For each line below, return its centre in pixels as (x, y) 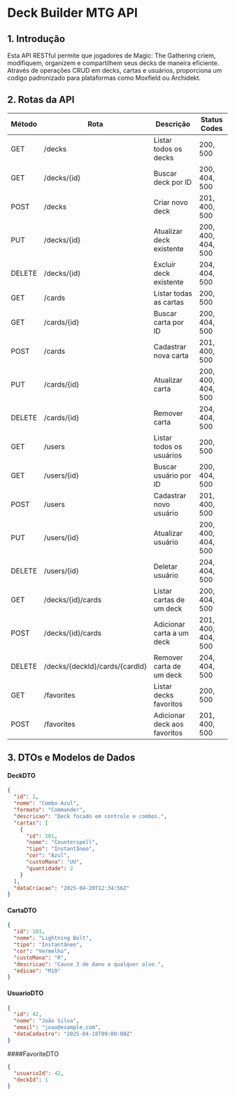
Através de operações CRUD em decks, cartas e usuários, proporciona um (115, 70)
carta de (168, 666)
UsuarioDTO (26, 993)
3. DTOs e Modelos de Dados (71, 758)
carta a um (171, 633)
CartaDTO (22, 910)
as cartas (169, 302)
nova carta (171, 355)
